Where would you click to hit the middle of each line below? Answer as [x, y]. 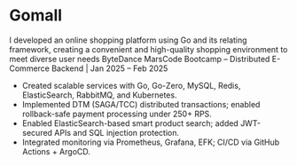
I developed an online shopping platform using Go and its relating [128, 40]
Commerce [30, 68]
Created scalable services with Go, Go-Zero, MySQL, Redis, [131, 85]
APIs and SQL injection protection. [117, 132]
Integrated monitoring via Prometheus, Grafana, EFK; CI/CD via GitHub [151, 142]
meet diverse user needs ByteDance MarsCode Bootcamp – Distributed [140, 59]
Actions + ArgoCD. [56, 151]
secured [37, 132]
